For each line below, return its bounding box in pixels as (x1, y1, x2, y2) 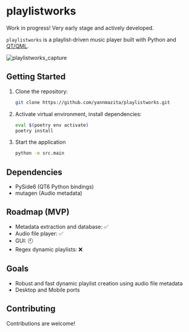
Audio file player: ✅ (15, 230, 64, 237)
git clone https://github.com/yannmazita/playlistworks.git (15, 99, 170, 105)
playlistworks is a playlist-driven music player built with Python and (6, 36, 177, 43)
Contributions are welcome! (6, 319, 76, 327)
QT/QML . (6, 42, 29, 50)
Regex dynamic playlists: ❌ (15, 246, 83, 253)
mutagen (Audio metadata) (15, 189, 83, 197)
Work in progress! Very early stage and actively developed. (6, 24, 154, 31)
